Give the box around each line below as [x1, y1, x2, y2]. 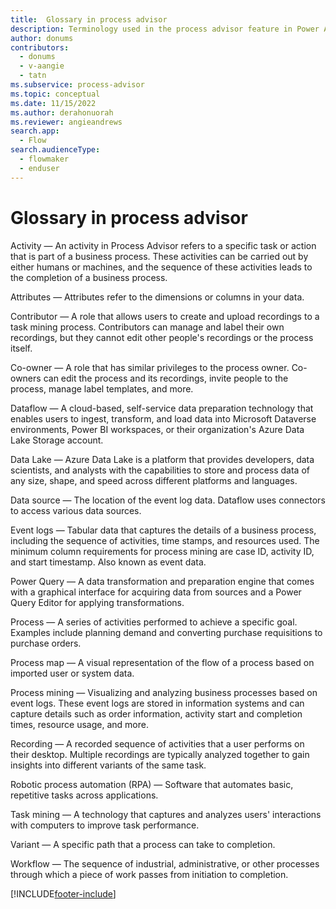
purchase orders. [10, 637, 82, 649]
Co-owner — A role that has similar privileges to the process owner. [10, 361, 290, 373]
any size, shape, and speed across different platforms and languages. [10, 474, 298, 486]
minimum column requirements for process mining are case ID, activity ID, [10, 545, 315, 557]
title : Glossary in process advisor [10, 14, 168, 25]
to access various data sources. [10, 504, 142, 516]
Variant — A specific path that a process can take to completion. [10, 838, 276, 850]
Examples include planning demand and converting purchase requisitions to [10, 626, 323, 638]
